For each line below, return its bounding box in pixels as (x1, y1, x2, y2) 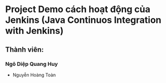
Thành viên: (5, 45, 44, 54)
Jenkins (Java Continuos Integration (5, 14, 162, 26)
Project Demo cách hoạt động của (5, 4, 151, 15)
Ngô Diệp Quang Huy (5, 60, 58, 67)
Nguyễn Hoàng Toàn (12, 72, 56, 78)
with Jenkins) (5, 25, 64, 36)
